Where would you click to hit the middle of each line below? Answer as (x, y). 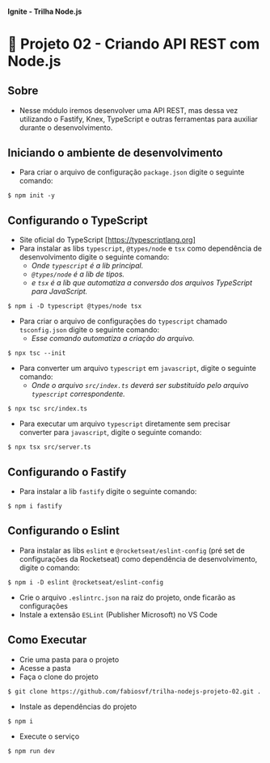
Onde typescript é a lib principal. (87, 266)
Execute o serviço (49, 736)
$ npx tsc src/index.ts (48, 409)
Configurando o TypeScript (78, 220)
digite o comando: (49, 567)
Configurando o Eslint (64, 531)
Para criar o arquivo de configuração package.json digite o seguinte (132, 172)
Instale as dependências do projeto (78, 706)
